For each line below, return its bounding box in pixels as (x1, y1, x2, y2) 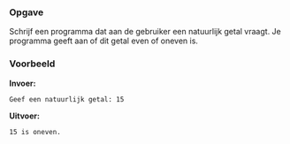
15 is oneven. (9, 127, 62, 136)
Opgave (9, 6, 44, 19)
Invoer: (9, 78, 36, 88)
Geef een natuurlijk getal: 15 (9, 95, 125, 103)
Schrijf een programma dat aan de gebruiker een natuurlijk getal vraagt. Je (9, 27, 281, 37)
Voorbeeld (9, 57, 56, 70)
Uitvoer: (9, 110, 40, 121)
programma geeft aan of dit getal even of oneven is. (9, 35, 199, 46)
